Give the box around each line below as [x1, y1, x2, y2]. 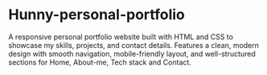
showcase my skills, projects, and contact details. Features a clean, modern [8, 40, 260, 49]
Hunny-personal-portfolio [8, 6, 185, 24]
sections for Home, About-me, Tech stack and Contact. [8, 57, 191, 67]
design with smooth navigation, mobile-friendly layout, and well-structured [8, 49, 256, 58]
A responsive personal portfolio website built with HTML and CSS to [8, 32, 233, 41]
